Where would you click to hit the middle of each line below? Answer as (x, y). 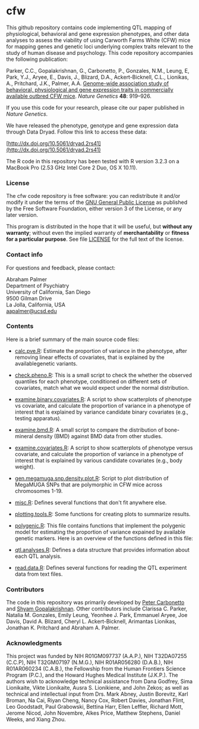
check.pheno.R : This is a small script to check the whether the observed (103, 375)
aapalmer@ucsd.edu (32, 311)
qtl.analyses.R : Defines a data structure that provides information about (102, 550)
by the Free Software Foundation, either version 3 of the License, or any (94, 209)
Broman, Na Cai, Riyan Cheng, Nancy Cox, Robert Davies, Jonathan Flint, (96, 700)
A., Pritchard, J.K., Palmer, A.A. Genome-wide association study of (88, 83)
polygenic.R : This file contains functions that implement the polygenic (100, 525)
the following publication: (37, 59)
